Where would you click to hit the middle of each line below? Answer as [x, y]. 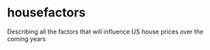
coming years [27, 38]
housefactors [46, 13]
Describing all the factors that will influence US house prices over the [105, 32]
